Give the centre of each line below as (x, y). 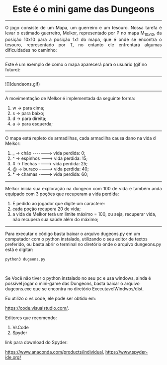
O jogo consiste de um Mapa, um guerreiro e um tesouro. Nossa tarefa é (83, 27)
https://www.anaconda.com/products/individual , (55, 352)
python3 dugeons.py (25, 259)
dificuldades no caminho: (31, 50)
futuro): (13, 69)
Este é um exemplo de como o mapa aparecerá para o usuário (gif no (76, 64)
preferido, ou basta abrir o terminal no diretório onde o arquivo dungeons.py (83, 244)
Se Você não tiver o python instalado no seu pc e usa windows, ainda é (78, 278)
